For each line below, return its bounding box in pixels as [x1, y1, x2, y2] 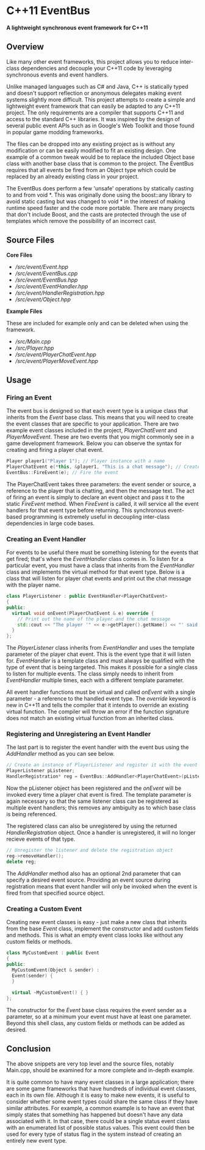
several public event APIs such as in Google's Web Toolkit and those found [6, 122, 195, 129]
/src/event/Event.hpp [15, 263, 69, 270]
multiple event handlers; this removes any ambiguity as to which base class [6, 804, 196, 811]
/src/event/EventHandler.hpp [15, 282, 88, 290]
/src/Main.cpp [15, 337, 51, 345]
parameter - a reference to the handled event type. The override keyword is [6, 695, 196, 702]
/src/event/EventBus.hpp [15, 276, 78, 284]
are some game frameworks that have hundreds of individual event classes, [6, 1084, 197, 1092]
